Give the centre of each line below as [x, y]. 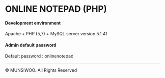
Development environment [33, 23]
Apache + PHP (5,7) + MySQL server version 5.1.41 [56, 34]
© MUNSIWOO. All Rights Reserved [41, 70]
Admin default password [31, 45]
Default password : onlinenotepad [39, 56]
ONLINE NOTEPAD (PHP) [56, 9]
